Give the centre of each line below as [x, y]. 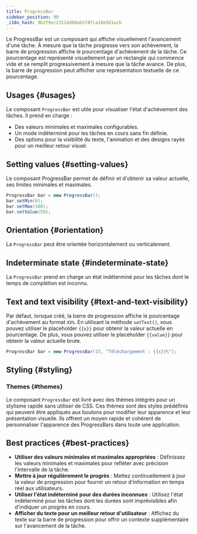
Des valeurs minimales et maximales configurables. [77, 127]
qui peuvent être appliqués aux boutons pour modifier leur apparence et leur [98, 412]
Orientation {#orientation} [55, 230]
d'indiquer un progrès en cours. [53, 507]
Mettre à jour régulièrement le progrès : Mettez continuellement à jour [100, 476]
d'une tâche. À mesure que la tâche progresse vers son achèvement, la [92, 45]
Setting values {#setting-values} [67, 164]
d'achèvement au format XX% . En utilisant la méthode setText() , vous [89, 322]
